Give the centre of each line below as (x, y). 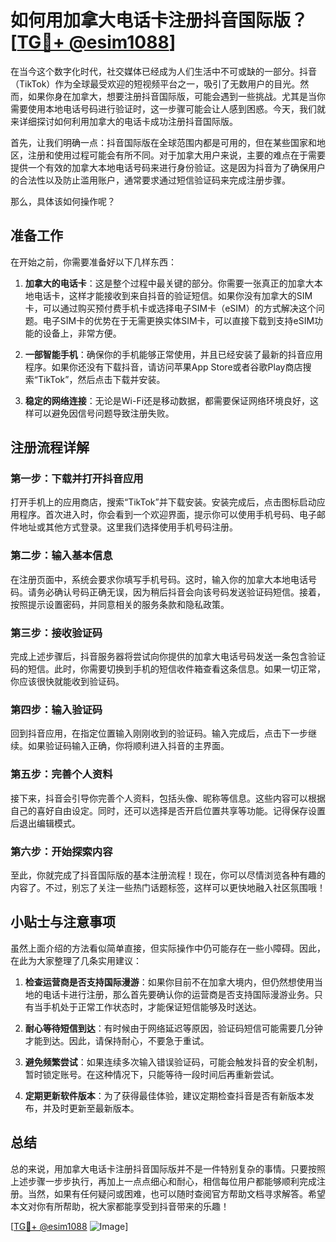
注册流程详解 (50, 447)
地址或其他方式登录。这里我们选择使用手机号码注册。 (128, 527)
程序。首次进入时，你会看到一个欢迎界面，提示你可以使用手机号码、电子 (167, 515)
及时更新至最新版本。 (95, 1108)
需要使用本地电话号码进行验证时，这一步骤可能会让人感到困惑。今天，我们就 (168, 108)
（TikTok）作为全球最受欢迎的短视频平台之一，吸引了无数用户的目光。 (155, 83)
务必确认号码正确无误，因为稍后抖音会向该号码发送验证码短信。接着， (181, 592)
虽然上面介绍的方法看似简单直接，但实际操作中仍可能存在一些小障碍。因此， (168, 948)
